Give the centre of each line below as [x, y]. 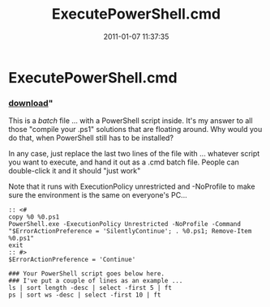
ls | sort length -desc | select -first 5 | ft [90, 288]
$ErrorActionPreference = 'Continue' [72, 260]
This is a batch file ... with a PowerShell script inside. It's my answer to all [131, 121]
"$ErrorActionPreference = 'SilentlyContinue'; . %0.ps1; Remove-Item [130, 232]
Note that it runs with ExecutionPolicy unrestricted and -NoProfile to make [132, 186]
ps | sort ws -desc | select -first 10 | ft [85, 295]
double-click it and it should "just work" [75, 171]
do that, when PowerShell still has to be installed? [91, 138]
